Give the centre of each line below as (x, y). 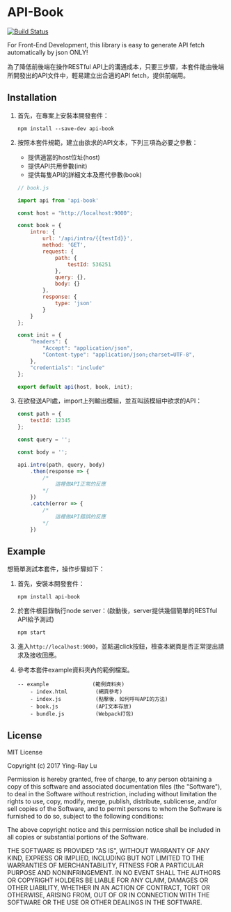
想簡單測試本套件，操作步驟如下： (56, 569)
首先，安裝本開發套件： (51, 584)
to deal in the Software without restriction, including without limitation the (112, 794)
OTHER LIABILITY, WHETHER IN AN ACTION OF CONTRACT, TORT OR (109, 888)
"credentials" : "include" (68, 368)
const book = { (39, 226)
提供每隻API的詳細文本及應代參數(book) (85, 174)
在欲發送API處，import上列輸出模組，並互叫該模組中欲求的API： (110, 401)
